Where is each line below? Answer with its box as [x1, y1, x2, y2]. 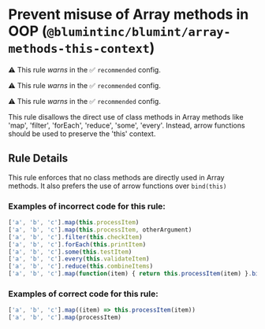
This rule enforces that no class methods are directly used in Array [8, 172, 225, 182]
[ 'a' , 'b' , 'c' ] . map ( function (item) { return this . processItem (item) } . [8, 270, 252, 278]
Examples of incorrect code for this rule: [8, 201, 166, 212]
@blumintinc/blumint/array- [47, 25, 231, 40]
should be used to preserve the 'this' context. [8, 128, 156, 139]
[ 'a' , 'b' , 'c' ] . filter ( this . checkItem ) [8, 233, 144, 241]
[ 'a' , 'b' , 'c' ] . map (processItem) [8, 313, 122, 322]
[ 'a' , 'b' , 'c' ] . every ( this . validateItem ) [8, 255, 150, 263]
